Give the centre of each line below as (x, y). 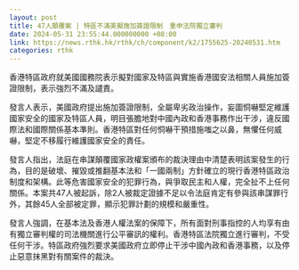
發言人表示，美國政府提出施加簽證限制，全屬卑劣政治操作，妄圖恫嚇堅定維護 (149, 107)
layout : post (33, 17)
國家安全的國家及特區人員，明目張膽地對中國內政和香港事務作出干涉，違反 (145, 119)
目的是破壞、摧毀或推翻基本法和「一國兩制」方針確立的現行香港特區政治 (157, 171)
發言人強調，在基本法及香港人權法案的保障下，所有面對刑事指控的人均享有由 (149, 223)
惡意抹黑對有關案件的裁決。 (67, 257)
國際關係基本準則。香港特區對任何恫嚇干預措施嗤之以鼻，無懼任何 (153, 129)
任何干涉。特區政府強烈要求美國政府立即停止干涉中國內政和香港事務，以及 (145, 245)
